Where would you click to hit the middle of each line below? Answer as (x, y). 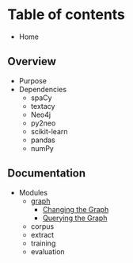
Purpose (33, 80)
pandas (43, 140)
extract (42, 234)
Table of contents (66, 15)
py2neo (43, 123)
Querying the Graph (75, 218)
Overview (32, 62)
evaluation (47, 251)
